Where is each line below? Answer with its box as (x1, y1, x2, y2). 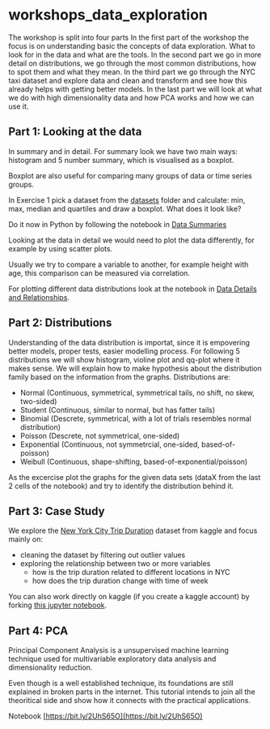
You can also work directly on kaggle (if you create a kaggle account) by (8, 592, 250, 602)
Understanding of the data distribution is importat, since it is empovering (8, 337, 251, 347)
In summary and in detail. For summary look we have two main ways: (8, 146, 238, 156)
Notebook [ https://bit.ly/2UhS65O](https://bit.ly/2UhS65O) (8, 711, 204, 721)
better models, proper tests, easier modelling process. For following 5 (8, 346, 240, 356)
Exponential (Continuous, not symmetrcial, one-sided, (19, 440, 200, 449)
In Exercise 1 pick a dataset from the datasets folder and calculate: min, (8, 195, 246, 204)
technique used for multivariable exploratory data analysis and (8, 654, 217, 664)
